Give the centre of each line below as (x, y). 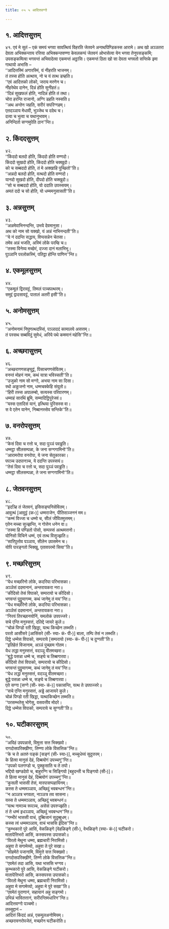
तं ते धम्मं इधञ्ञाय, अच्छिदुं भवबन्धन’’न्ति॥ (39, 811)
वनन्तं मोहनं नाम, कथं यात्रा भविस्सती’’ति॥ (39, 375)
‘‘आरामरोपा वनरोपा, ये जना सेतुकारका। (37, 455)
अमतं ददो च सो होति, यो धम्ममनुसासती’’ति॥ (40, 191)
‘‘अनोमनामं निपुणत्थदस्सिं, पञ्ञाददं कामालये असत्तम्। (48, 329)
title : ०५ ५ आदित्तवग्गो (26, 10)
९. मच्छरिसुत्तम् (23, 563)
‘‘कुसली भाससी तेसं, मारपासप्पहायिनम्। (37, 783)
